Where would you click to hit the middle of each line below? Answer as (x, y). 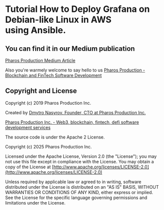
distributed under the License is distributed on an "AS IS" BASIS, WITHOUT (82, 187)
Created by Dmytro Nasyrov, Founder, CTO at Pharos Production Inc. (76, 112)
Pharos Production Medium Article (40, 60)
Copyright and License (41, 91)
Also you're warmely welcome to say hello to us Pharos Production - (75, 70)
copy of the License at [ (29, 167)
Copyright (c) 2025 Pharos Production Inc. (48, 146)
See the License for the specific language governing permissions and (76, 198)
